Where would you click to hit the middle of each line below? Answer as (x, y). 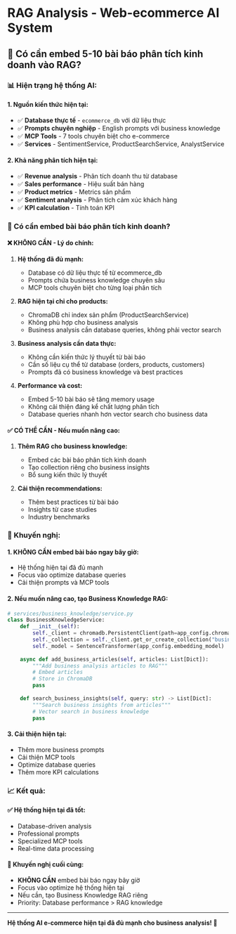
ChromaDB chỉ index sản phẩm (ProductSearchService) (108, 315)
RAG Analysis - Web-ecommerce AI (113, 13)
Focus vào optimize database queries (72, 575)
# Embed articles (58, 673)
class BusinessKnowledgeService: (56, 620)
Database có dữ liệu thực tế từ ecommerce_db (95, 273)
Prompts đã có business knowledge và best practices (105, 372)
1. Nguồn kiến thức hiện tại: (48, 105)
